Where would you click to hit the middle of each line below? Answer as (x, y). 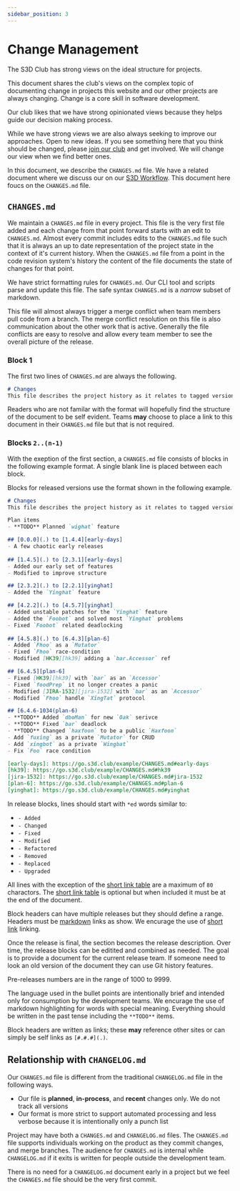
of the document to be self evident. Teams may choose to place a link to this (120, 417)
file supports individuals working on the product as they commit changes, (115, 1142)
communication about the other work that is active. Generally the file (108, 327)
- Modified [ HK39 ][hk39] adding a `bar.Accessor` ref (89, 659)
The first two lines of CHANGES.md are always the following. (92, 376)
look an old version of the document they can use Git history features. (110, 965)
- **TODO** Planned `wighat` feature (64, 527)
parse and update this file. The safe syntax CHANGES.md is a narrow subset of (119, 290)
